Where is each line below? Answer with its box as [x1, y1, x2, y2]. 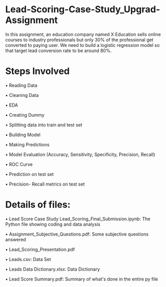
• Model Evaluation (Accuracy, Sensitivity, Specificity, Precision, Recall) [5, 151, 155, 158]
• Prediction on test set [5, 171, 54, 177]
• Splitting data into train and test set [5, 121, 82, 128]
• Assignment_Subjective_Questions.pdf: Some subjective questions [5, 231, 149, 237]
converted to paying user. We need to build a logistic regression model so [5, 42, 160, 48]
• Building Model [5, 132, 41, 138]
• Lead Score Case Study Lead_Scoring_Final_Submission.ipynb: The [5, 216, 151, 222]
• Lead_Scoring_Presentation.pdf [5, 246, 75, 252]
